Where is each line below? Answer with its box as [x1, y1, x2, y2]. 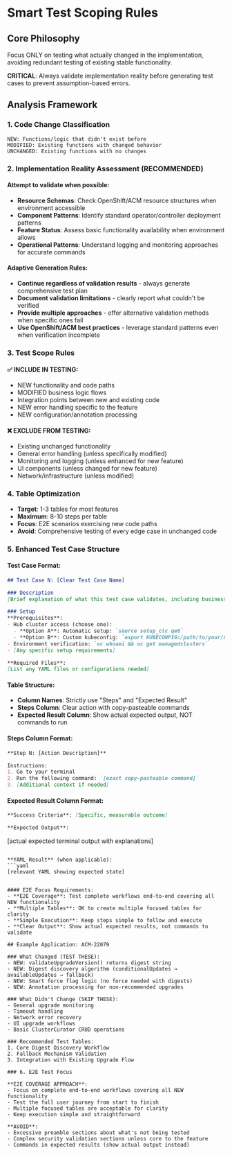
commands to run [17, 718, 68, 727]
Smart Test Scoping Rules [7, 5, 159, 21]
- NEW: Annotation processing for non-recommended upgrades [7, 984, 184, 991]
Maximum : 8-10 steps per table [17, 512, 108, 521]
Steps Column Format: [7, 734, 73, 742]
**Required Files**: [7, 659, 67, 666]
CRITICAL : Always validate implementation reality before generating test [7, 71, 213, 80]
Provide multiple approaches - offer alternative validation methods [17, 309, 209, 317]
